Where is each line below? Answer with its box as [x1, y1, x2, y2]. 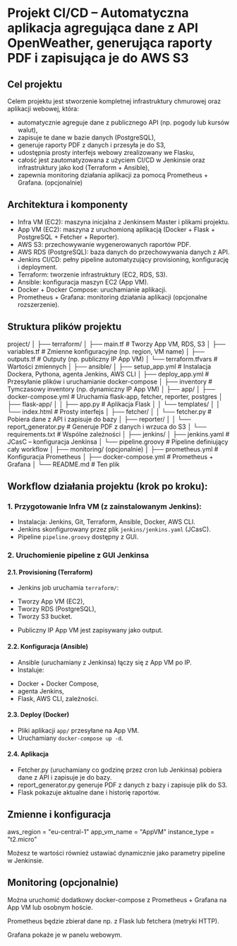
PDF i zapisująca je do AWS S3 [7, 50, 189, 67]
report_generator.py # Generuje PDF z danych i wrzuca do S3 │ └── [7, 422, 207, 431]
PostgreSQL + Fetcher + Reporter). [17, 232, 120, 241]
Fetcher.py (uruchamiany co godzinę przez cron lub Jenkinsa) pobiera [17, 766, 222, 774]
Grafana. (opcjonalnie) [17, 178, 83, 187]
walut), [17, 126, 38, 134]
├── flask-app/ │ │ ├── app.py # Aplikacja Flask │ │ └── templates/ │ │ [7, 400, 221, 408]
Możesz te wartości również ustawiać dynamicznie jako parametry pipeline [7, 848, 226, 857]
